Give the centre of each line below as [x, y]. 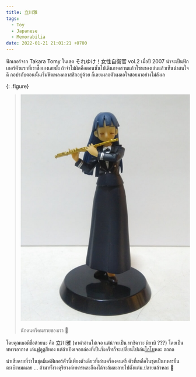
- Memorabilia [28, 37]
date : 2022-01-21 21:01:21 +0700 [47, 43]
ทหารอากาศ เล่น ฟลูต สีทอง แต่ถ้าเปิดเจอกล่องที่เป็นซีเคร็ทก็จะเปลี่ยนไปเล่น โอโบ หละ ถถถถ [90, 349]
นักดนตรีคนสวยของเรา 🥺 [44, 330]
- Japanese [24, 31]
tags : [13, 18]
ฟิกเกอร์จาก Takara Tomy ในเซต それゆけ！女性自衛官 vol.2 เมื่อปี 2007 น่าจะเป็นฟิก [97, 61]
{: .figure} [17, 86]
